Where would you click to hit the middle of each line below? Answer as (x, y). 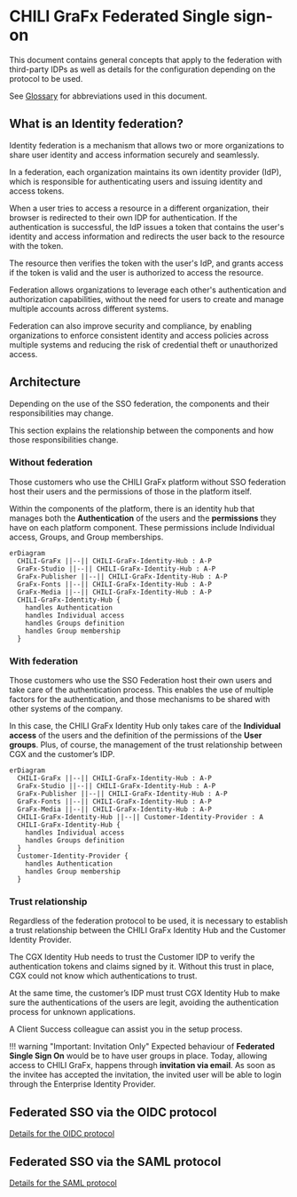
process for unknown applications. (72, 1012)
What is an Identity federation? (96, 124)
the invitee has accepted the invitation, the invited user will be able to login (145, 1075)
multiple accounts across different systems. (89, 308)
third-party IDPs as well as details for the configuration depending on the (143, 69)
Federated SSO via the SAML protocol (115, 1161)
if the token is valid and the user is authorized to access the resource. (137, 272)
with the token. (36, 245)
